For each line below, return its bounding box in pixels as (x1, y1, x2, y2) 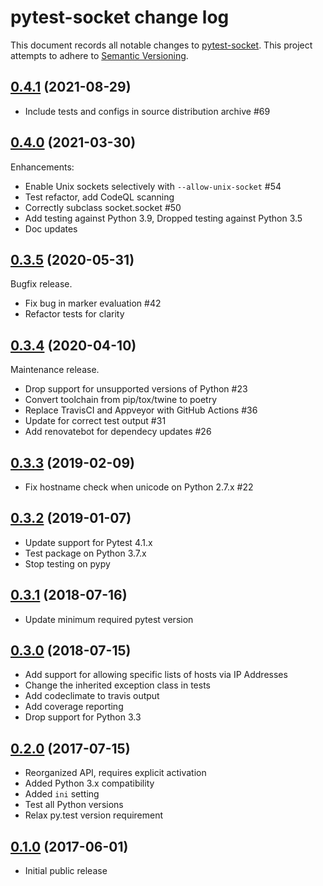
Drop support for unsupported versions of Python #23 (24, 383, 248, 395)
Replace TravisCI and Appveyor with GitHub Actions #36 (24, 404, 258, 416)
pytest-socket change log (10, 6, 230, 29)
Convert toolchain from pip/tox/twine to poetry (24, 394, 218, 406)
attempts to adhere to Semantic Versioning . (10, 49, 189, 61)
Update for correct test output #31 (24, 415, 167, 427)
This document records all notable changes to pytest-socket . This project (10, 39, 313, 51)
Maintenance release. (10, 364, 100, 376)
